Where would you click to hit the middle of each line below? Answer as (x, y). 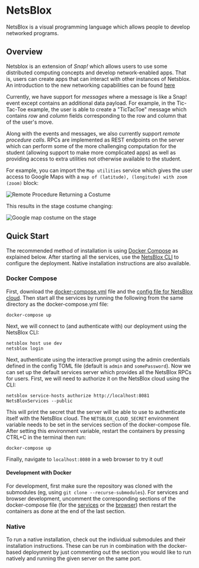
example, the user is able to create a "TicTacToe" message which (107, 109)
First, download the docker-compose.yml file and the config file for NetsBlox (99, 291)
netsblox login (25, 349)
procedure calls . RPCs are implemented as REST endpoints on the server (95, 140)
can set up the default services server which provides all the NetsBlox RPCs (99, 372)
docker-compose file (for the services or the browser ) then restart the (92, 505)
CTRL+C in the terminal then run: (46, 437)
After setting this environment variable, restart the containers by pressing (96, 431)
